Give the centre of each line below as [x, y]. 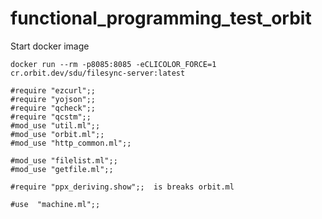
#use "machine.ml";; [55, 204]
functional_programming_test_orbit [161, 18]
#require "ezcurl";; [53, 90]
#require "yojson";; [53, 99]
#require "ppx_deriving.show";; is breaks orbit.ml [122, 187]
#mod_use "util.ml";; [55, 125]
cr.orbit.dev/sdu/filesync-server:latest [98, 73]
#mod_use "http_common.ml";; [71, 143]
